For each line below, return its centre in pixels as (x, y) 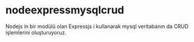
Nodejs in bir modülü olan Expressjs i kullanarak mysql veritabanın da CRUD (97, 26)
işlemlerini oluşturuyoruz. (36, 32)
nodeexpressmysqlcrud (65, 10)
